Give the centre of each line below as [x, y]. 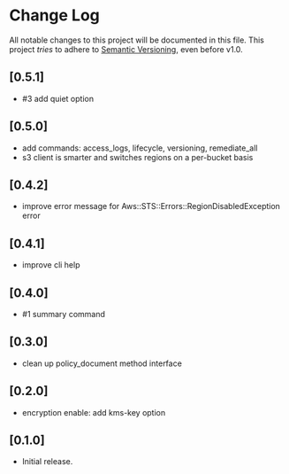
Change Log [54, 16]
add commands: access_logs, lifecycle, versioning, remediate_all [140, 148]
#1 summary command [64, 314]
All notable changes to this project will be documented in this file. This [137, 40]
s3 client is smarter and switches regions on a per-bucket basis [137, 157]
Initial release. [47, 462]
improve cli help [51, 265]
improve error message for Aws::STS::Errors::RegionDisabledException [151, 206]
